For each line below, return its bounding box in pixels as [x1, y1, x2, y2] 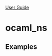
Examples [5, 42, 37, 51]
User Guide [5, 5, 30, 10]
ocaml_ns [5, 22, 47, 34]
